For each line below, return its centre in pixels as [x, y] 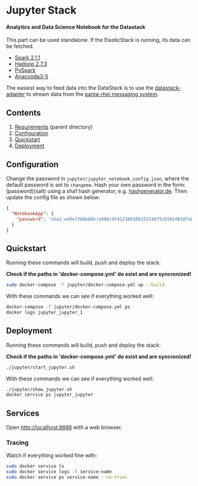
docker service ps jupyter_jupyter [50, 395]
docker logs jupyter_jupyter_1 [44, 312]
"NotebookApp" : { [33, 214]
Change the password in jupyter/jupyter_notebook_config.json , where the [98, 179]
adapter [16, 94]
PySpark [25, 70]
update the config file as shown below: [53, 198]
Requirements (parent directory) [54, 127]
